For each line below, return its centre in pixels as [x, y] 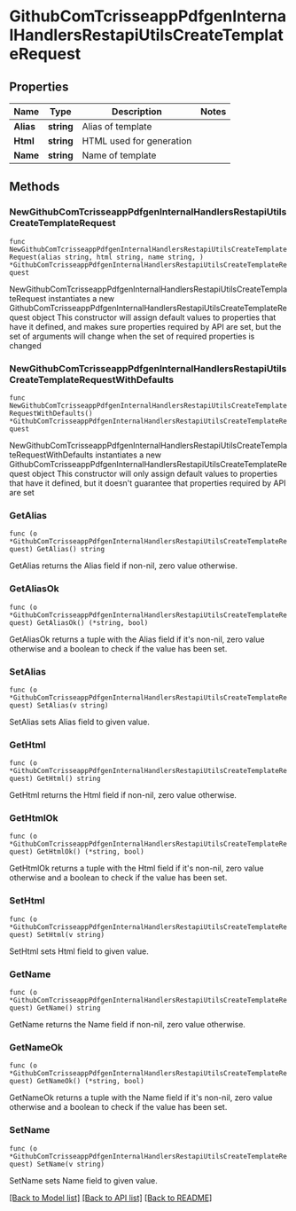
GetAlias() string [70, 550]
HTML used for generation [137, 141]
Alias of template [117, 126]
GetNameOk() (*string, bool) [90, 1082]
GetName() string [69, 1008]
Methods [35, 187]
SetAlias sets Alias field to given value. [80, 722]
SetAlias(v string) [73, 705]
